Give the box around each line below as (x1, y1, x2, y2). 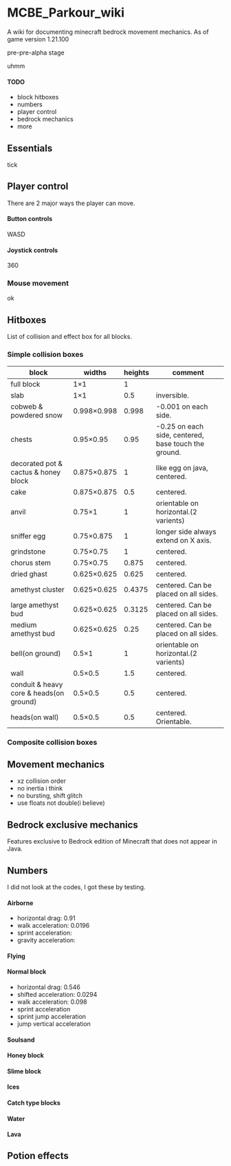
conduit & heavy (10, 679, 63, 689)
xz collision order (16, 777, 67, 785)
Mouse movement (7, 278, 69, 288)
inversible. (155, 390, 189, 400)
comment (172, 367, 204, 377)
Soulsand (7, 1036, 35, 1044)
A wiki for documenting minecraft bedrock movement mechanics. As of (7, 28, 209, 36)
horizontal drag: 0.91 (16, 914, 76, 922)
